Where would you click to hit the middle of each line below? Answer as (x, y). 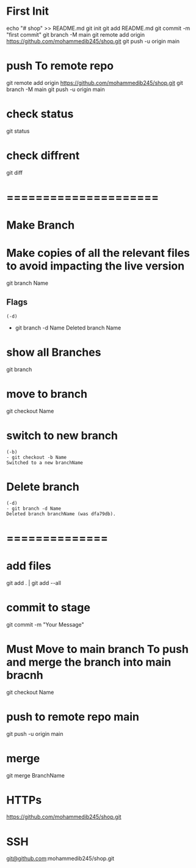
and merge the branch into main (89, 662)
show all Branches (54, 352)
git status (18, 131)
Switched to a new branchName (45, 463)
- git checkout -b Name (37, 457)
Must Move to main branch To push (98, 649)
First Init (28, 11)
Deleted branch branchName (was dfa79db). (61, 514)
